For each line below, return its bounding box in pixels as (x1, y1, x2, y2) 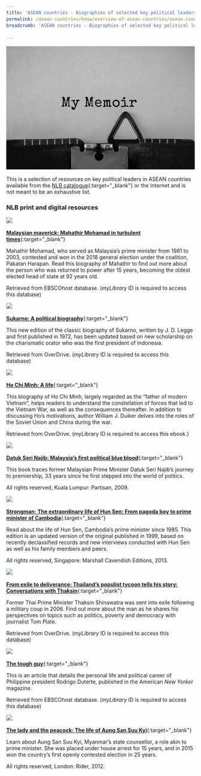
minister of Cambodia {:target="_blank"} (6, 515, 106, 522)
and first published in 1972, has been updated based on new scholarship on (6, 333, 193, 340)
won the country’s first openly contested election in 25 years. (6, 751, 157, 759)
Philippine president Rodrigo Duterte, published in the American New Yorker (6, 678, 193, 685)
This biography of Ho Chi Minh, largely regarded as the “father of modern (6, 393, 187, 400)
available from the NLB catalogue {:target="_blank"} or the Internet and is (6, 182, 186, 189)
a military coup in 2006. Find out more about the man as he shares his (6, 605, 179, 613)
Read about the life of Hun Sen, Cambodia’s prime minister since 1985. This (6, 526, 191, 533)
